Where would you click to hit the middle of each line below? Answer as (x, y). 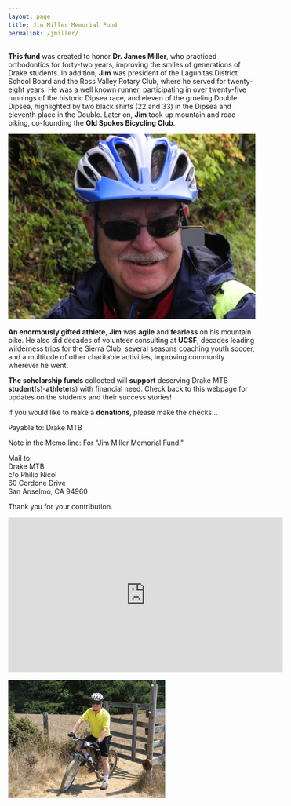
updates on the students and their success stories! (90, 397)
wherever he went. (38, 366)
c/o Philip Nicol (33, 475)
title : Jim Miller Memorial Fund (63, 25)
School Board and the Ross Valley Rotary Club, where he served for (117, 82)
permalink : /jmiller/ (44, 33)
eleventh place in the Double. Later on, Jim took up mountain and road (122, 115)
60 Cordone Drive (37, 483)
